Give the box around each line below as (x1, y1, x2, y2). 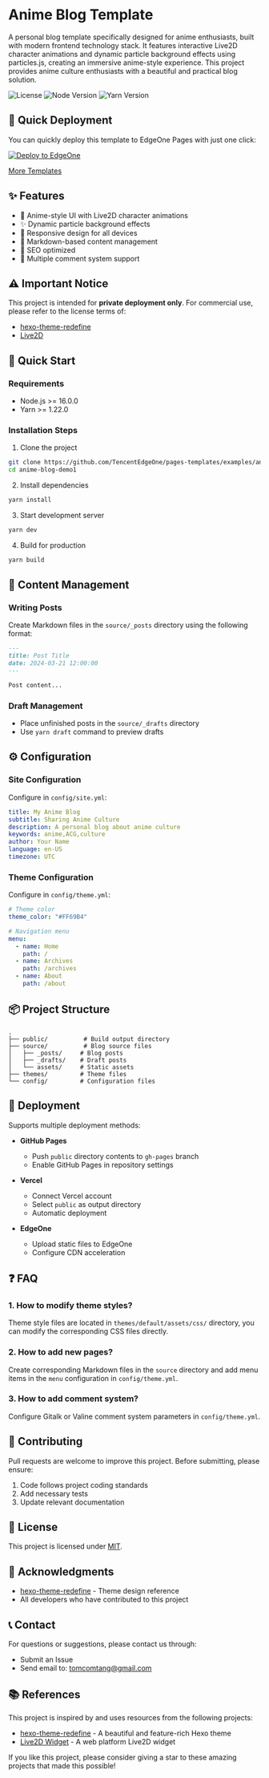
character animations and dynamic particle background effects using (8, 49, 236, 59)
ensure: (8, 1464, 34, 1474)
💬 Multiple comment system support (19, 253, 140, 263)
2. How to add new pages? (8, 1347, 114, 1358)
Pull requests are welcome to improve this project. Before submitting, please (8, 1456, 260, 1465)
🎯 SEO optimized (19, 245, 76, 254)
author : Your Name (8, 838, 70, 846)
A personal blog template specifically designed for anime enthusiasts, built (8, 32, 255, 42)
